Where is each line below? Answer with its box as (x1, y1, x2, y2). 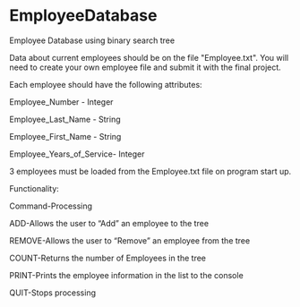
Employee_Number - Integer (9, 96, 114, 107)
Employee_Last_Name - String (9, 114, 121, 124)
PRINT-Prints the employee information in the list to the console (9, 269, 244, 280)
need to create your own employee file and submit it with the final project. (9, 62, 282, 72)
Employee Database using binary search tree (9, 35, 176, 46)
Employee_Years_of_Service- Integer (9, 149, 145, 159)
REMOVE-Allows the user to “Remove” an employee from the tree (9, 235, 251, 246)
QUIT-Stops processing (9, 287, 97, 298)
